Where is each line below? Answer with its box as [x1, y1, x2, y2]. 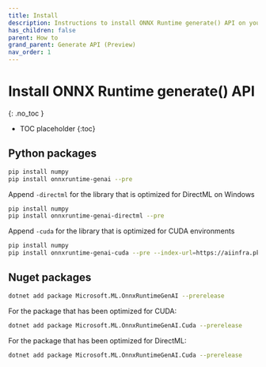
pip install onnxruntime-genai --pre [8, 175, 133, 183]
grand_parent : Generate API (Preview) [8, 41, 136, 49]
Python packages [8, 147, 97, 161]
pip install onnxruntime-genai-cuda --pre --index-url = [8, 249, 196, 257]
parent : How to [8, 33, 59, 42]
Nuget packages [8, 271, 92, 285]
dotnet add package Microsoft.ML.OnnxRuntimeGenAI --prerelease [8, 292, 225, 300]
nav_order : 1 [8, 48, 51, 56]
